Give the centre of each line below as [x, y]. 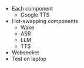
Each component [32, 9]
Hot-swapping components [45, 21]
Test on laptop [29, 59]
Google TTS [35, 15]
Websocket [25, 52]
